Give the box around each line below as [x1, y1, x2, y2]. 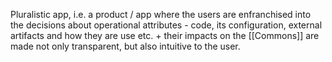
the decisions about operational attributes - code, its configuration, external [10, 19, 323, 31]
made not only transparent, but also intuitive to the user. [10, 40, 241, 52]
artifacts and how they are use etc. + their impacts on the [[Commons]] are [10, 30, 320, 41]
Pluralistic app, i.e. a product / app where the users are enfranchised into [10, 9, 312, 20]
